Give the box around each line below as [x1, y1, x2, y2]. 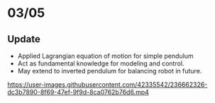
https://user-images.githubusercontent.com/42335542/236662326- [7, 80, 208, 89]
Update [7, 33, 41, 45]
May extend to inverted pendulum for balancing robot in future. [17, 67, 202, 75]
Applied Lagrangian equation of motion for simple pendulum [17, 51, 194, 60]
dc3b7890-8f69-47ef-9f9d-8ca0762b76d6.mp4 [7, 88, 149, 96]
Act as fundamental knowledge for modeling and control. [17, 59, 184, 68]
